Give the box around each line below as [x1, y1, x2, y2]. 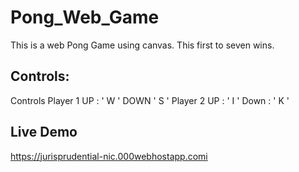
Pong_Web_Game [10, 6, 160, 29]
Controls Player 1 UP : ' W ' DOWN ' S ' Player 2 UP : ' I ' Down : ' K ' [10, 94, 290, 106]
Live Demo [10, 124, 78, 141]
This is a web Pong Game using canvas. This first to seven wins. [10, 39, 275, 51]
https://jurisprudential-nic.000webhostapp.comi [10, 150, 208, 162]
